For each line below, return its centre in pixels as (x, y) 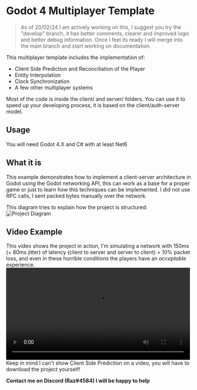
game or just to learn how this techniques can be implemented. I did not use (98, 189)
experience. (21, 265)
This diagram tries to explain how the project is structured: (77, 207)
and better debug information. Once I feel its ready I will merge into (102, 39)
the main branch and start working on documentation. (86, 46)
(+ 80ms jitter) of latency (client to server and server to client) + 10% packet (98, 252)
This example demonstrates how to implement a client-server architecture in (98, 177)
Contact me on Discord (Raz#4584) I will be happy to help (78, 381)
